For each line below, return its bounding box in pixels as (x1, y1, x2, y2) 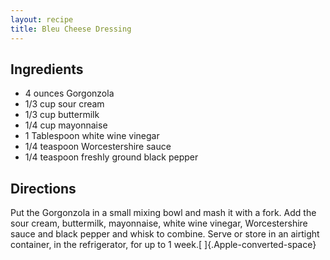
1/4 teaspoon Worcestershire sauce (24, 141, 172, 153)
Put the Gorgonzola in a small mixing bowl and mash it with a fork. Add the (10, 207, 317, 219)
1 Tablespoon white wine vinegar (24, 130, 160, 142)
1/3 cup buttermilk (24, 109, 100, 121)
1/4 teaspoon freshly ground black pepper (24, 151, 199, 163)
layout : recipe (10, 14, 74, 25)
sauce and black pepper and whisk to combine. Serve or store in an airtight (10, 228, 320, 240)
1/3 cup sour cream (24, 98, 105, 110)
